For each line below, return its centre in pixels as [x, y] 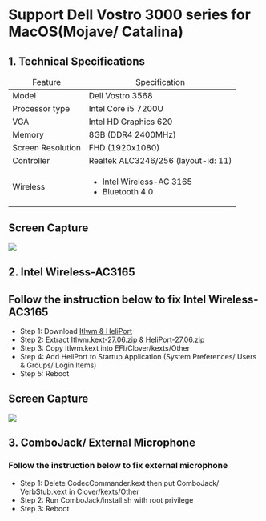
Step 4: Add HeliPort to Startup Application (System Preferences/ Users [138, 357]
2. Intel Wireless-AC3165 [72, 273]
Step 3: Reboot [44, 508]
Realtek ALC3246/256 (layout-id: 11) [160, 160]
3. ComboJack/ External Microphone [102, 443]
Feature [46, 82]
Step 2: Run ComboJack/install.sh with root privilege [107, 500]
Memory [28, 135]
